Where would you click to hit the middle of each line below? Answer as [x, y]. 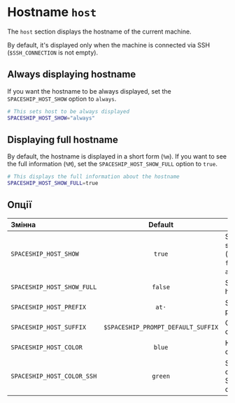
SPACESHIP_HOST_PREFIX [48, 307]
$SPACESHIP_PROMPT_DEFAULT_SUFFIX [161, 327]
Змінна [23, 224]
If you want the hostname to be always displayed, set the [89, 91]
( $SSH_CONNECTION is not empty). [53, 52]
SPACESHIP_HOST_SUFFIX [48, 327]
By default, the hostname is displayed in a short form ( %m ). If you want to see [117, 156]
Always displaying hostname [72, 74]
